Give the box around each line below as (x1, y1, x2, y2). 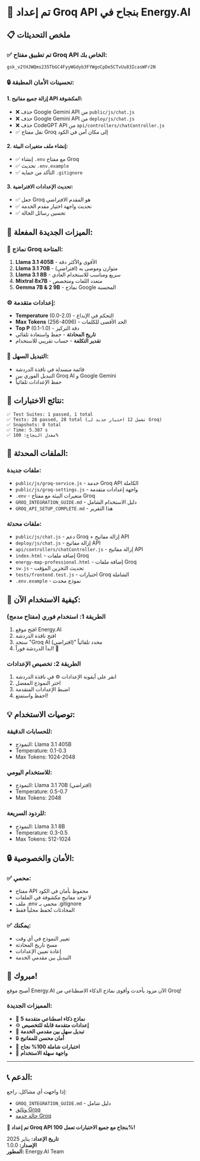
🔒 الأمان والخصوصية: (7, 853, 75, 864)
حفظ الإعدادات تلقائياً (15, 378, 62, 385)
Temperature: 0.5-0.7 (15, 788, 68, 795)
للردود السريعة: (7, 809, 46, 817)
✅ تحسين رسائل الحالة (15, 209, 66, 216)
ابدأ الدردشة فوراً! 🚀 (15, 645, 59, 652)
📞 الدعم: (7, 1072, 33, 1083)
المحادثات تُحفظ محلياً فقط (15, 907, 75, 914)
